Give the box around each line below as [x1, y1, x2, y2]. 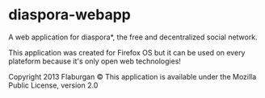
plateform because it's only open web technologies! [8, 56, 182, 66]
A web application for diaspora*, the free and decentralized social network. [8, 32, 258, 42]
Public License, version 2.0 [8, 80, 99, 90]
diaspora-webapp [8, 6, 131, 24]
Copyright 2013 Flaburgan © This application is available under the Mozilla [8, 71, 257, 81]
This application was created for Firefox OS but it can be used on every [8, 47, 246, 57]
